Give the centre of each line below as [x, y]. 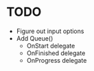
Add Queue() [35, 38]
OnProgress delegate [57, 60]
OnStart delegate [51, 45]
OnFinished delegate [56, 53]
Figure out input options [50, 31]
